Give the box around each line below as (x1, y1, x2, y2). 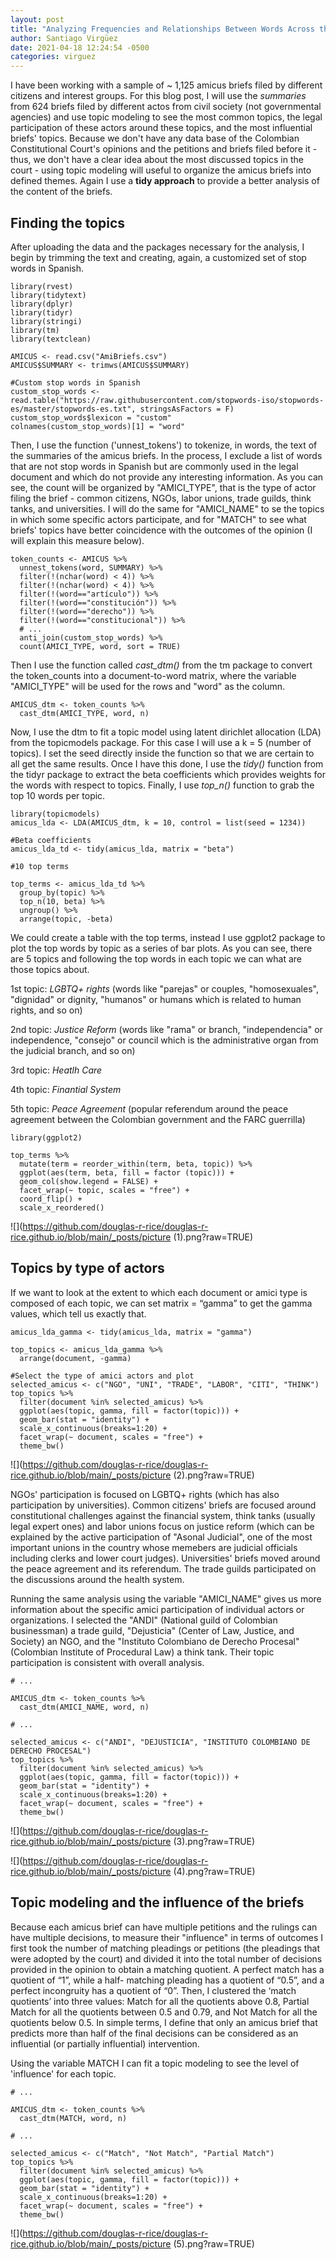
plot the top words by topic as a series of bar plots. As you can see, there (10, 942, 313, 954)
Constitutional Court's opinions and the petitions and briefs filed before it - (10, 143, 318, 155)
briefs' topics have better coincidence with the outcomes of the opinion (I (10, 524, 313, 536)
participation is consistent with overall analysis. (10, 1656, 205, 1668)
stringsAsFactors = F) (139, 404, 235, 414)
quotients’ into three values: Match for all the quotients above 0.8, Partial (10, 1995, 310, 2007)
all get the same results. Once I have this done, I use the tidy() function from (10, 757, 324, 770)
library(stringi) (10, 316, 83, 326)
